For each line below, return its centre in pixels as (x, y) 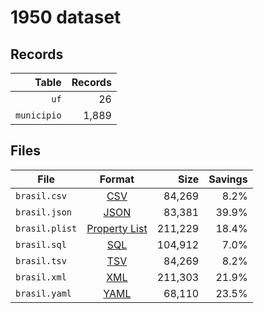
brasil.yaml (44, 293)
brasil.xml (41, 277)
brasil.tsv (41, 260)
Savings (228, 179)
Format (117, 179)
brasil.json (44, 212)
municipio (38, 115)
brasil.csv (41, 195)
